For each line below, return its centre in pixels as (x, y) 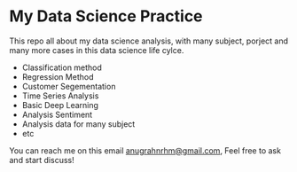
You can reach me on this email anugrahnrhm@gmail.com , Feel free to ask (145, 150)
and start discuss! (42, 160)
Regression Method (58, 76)
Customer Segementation (69, 86)
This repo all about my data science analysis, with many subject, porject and (149, 41)
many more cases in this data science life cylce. (97, 50)
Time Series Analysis (60, 96)
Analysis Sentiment (57, 114)
